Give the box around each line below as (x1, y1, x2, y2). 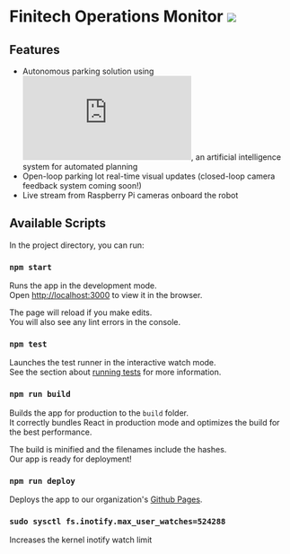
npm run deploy (9, 476, 76, 486)
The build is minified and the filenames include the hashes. (9, 444, 227, 454)
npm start (9, 262, 52, 272)
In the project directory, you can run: (9, 240, 145, 251)
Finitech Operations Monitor (9, 6, 224, 27)
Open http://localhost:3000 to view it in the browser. (9, 290, 203, 301)
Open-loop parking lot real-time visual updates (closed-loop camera (22, 171, 276, 181)
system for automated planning (22, 162, 138, 171)
